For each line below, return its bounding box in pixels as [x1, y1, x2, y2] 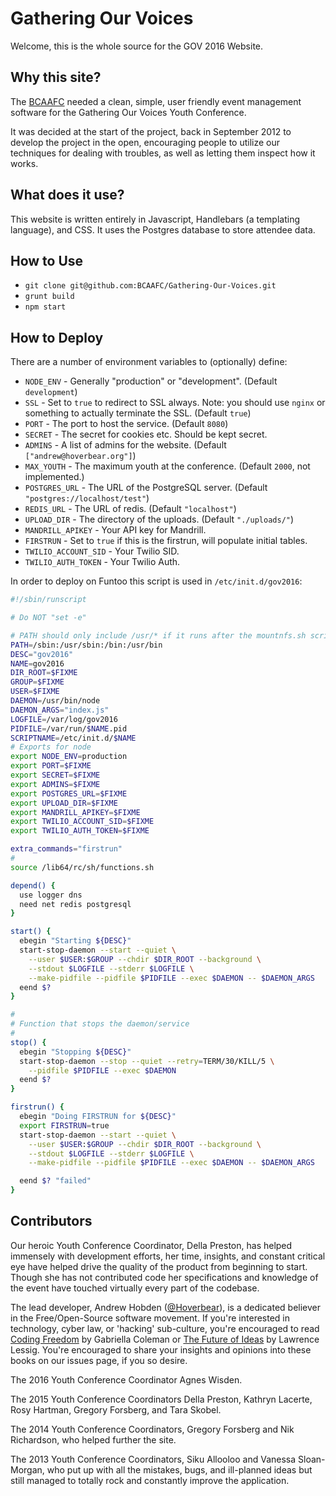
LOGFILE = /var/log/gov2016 [10, 714, 118, 724]
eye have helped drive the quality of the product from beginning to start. [10, 1260, 308, 1272]
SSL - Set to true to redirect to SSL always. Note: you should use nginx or [24, 397, 326, 409]
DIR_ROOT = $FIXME [10, 668, 78, 678]
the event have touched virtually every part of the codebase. [10, 1282, 260, 1294]
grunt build [24, 292, 75, 302]
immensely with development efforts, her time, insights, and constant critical [10, 1250, 326, 1262]
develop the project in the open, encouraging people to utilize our [10, 136, 281, 148]
